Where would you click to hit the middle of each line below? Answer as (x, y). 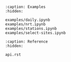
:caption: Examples (25, 7)
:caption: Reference (27, 42)
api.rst (13, 55)
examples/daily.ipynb (28, 20)
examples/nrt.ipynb (25, 24)
